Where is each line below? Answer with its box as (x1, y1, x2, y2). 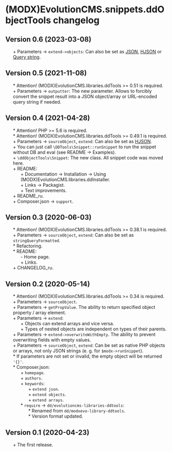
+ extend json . (28, 386, 60, 392)
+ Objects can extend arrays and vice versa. (20, 321, 114, 327)
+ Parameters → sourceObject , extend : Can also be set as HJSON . (12, 138, 152, 144)
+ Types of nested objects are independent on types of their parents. (20, 326, 167, 332)
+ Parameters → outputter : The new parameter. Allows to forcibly (12, 88, 152, 94)
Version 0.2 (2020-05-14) (5, 280, 90, 288)
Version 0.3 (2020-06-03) (5, 213, 92, 222)
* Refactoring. (12, 243, 43, 249)
